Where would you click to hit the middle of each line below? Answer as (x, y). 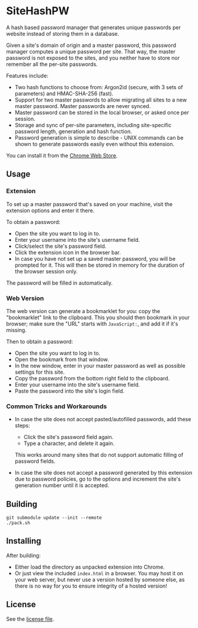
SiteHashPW (38, 11)
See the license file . (30, 618)
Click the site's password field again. (68, 437)
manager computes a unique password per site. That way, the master (91, 51)
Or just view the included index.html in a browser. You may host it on (99, 573)
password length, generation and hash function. (73, 131)
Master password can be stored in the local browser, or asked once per (102, 112)
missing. (16, 330)
